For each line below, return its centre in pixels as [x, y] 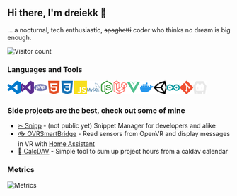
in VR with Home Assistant [56, 144]
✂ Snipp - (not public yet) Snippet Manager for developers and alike [116, 126]
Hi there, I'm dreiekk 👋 [57, 13]
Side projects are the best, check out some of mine [96, 111]
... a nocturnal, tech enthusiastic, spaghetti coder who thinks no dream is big [119, 30]
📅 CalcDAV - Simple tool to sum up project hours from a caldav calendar [123, 152]
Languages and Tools [45, 69]
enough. [19, 37]
